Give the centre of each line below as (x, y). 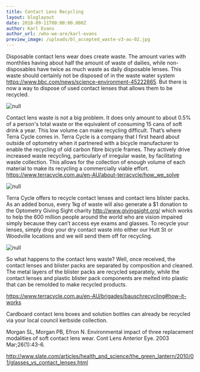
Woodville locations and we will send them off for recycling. (79, 236)
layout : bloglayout (30, 17)
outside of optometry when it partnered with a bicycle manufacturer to (92, 143)
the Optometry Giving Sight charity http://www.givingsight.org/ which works (99, 210)
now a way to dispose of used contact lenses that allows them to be (89, 88)
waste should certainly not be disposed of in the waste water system (90, 76)
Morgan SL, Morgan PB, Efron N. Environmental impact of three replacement (100, 332)
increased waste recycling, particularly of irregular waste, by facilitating (94, 156)
